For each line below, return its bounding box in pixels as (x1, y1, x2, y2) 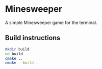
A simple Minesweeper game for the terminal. (5, 20, 97, 25)
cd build (5, 51, 23, 56)
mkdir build (5, 46, 29, 52)
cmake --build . (5, 60, 38, 66)
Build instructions (5, 34, 60, 42)
